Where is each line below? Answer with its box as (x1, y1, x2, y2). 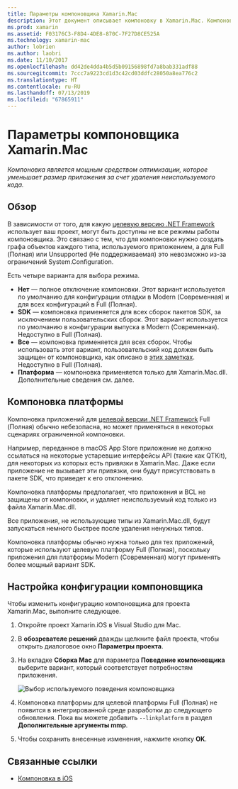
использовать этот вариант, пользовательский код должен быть (17, 345, 214, 353)
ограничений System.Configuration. (7, 257, 114, 266)
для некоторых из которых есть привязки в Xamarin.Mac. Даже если (7, 458, 215, 467)
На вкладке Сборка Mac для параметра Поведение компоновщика (17, 656, 225, 664)
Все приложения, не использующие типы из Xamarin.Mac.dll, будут (7, 516, 211, 525)
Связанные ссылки (7, 755, 98, 767)
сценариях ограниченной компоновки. (7, 430, 125, 438)
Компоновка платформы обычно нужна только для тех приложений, (7, 537, 215, 546)
